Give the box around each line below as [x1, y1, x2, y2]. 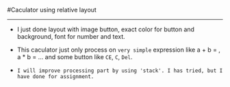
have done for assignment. [16, 73, 94, 80]
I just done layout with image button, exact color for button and [16, 25, 195, 33]
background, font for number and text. [16, 33, 125, 40]
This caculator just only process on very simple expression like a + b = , [16, 46, 221, 54]
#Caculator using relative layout [7, 6, 97, 14]
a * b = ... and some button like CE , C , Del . [16, 53, 133, 60]
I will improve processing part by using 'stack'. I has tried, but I [16, 67, 223, 74]
